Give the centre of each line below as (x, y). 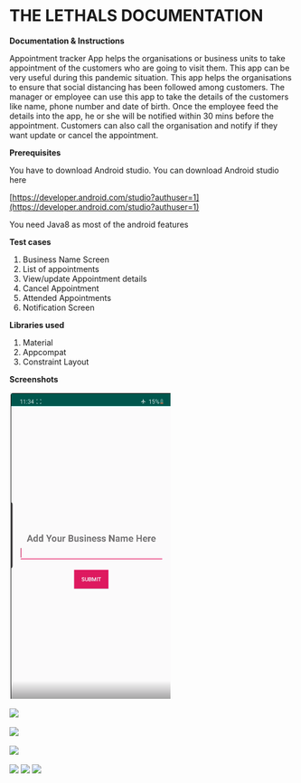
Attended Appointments (66, 297)
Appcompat (44, 352)
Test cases (30, 241)
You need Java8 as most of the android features (99, 224)
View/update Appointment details (85, 278)
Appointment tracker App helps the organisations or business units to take (148, 58)
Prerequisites (35, 152)
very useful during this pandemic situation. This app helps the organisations (150, 77)
